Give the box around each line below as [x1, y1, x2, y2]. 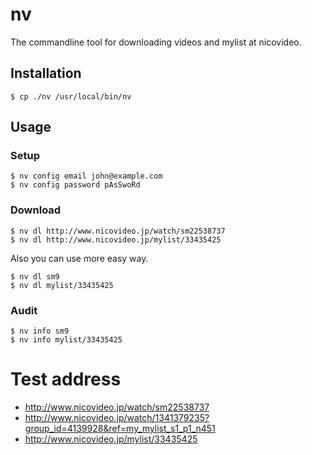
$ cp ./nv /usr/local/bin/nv [10, 91, 132, 102]
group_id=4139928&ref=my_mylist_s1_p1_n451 [24, 422, 216, 434]
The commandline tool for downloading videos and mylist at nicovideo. [10, 36, 302, 48]
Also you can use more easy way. [10, 252, 149, 264]
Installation [10, 65, 82, 82]
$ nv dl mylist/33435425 [10, 280, 114, 290]
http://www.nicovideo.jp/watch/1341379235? [24, 411, 210, 423]
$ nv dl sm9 [10, 271, 60, 282]
